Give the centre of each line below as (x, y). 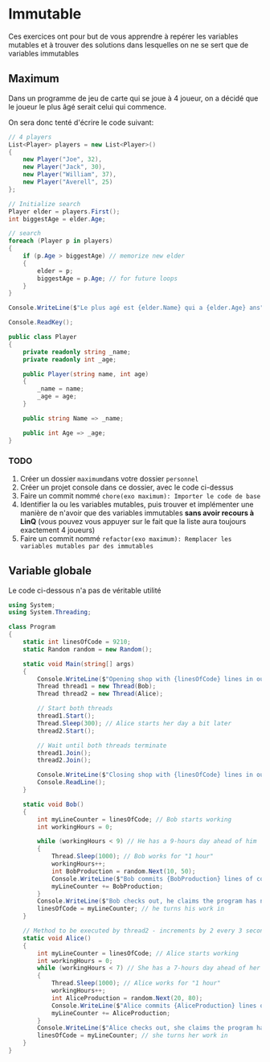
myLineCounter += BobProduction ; (107, 886)
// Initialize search (45, 204)
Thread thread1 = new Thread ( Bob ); (97, 686)
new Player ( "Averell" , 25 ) (68, 182)
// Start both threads (75, 709)
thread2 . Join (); (64, 760)
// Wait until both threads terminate (102, 746)
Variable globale (50, 571)
